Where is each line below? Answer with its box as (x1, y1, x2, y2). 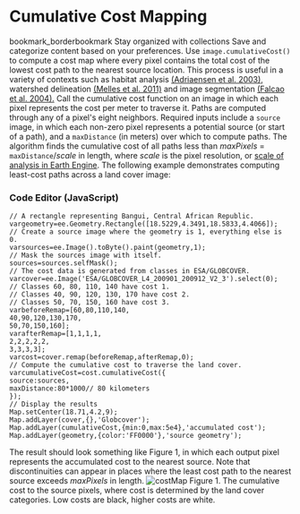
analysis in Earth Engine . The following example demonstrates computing (9, 159, 280, 170)
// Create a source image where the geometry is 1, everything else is (9, 227, 282, 236)
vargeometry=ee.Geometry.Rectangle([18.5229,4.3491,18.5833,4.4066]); (9, 219, 279, 229)
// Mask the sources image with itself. (9, 251, 163, 261)
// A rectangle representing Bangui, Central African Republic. (9, 212, 254, 221)
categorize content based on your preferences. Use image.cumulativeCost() (9, 45, 291, 56)
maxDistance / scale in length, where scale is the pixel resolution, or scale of (9, 150, 285, 160)
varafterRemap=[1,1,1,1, (9, 330, 102, 338)
